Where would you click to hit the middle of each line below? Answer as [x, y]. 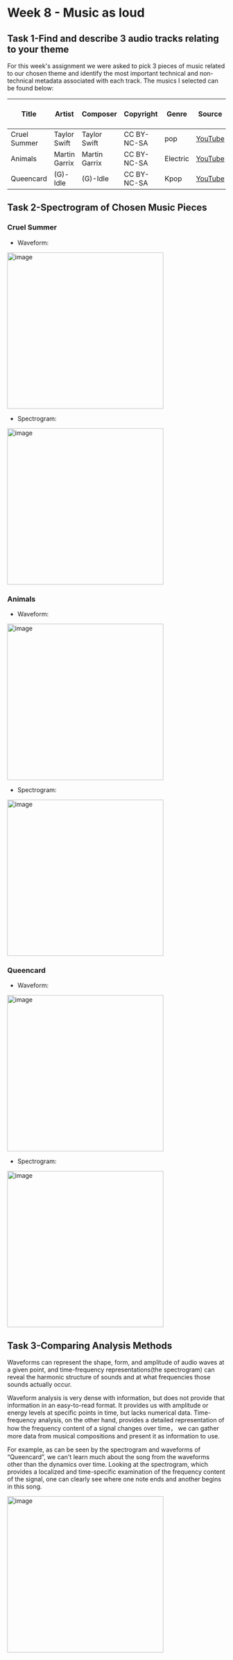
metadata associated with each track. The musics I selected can [126, 81]
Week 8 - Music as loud [76, 13]
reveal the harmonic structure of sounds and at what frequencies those [109, 1377]
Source [210, 114]
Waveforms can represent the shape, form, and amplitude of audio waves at [116, 1363]
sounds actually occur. [40, 1385]
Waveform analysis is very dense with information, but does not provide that [116, 1398]
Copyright [141, 114]
